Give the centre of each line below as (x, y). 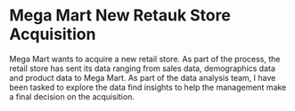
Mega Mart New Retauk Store (120, 16)
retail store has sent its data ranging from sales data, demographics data (143, 68)
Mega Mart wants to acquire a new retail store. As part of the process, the (145, 59)
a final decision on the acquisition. (72, 96)
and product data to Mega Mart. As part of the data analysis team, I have (143, 77)
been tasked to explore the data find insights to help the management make (148, 87)
